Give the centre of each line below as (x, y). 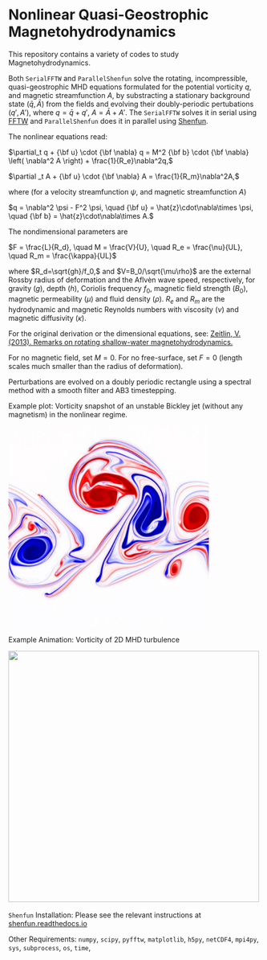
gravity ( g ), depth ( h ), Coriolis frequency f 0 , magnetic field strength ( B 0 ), (128, 289)
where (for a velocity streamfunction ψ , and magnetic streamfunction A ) (127, 191)
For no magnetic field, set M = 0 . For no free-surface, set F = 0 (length (125, 357)
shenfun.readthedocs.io (48, 923)
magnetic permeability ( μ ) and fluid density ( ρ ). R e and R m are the (117, 299)
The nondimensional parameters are (68, 232)
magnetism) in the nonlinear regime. (68, 414)
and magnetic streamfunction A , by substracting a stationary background (129, 95)
